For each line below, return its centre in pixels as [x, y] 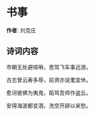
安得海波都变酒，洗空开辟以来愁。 [49, 105]
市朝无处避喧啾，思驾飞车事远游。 [49, 67]
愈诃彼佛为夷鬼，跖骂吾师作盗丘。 [49, 93]
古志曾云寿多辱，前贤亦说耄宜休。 [49, 80]
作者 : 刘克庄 [21, 30]
